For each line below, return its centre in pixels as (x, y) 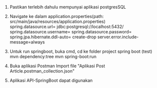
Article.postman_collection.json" (42, 71)
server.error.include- (118, 37)
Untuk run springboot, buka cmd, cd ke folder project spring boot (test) (81, 51)
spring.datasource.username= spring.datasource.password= (71, 32)
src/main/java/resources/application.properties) (58, 22)
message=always (27, 42)
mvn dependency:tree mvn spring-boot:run (53, 57)
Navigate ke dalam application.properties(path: (57, 16)
